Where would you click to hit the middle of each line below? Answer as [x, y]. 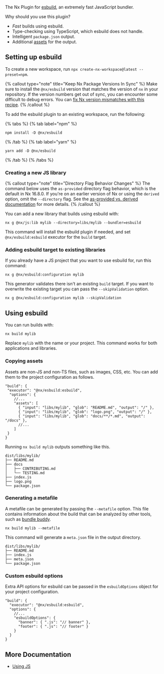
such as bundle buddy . [28, 519]
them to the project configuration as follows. [50, 377]
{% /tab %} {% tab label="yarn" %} [41, 141]
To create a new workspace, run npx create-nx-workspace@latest [71, 69]
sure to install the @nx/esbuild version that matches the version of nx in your [82, 89]
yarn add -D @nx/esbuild [30, 151]
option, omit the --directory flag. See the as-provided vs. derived [72, 199]
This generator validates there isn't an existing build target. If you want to [79, 284]
